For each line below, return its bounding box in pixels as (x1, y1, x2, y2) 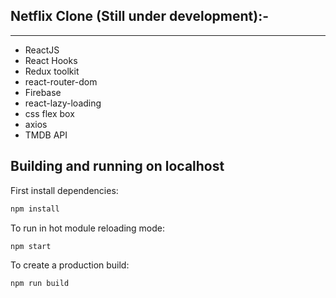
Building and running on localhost (10, 158, 225, 175)
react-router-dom (24, 75, 98, 88)
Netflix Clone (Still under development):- (10, 8, 269, 25)
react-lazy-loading (24, 97, 102, 109)
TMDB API (24, 129, 68, 141)
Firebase (24, 86, 62, 98)
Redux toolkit (24, 65, 80, 77)
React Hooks (24, 54, 78, 66)
